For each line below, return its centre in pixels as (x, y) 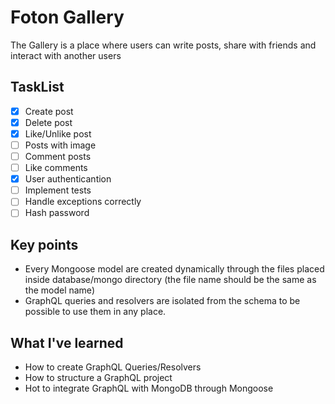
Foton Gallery (67, 17)
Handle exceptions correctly (83, 202)
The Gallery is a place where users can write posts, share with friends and (163, 45)
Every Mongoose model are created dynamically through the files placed (174, 269)
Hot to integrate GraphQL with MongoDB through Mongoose (149, 388)
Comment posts (58, 156)
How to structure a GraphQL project (98, 377)
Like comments (56, 168)
